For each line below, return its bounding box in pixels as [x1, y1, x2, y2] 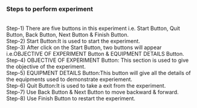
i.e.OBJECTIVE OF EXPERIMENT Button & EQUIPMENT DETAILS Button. [6, 50, 184, 58]
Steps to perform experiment [6, 5, 94, 13]
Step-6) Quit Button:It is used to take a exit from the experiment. [6, 82, 166, 89]
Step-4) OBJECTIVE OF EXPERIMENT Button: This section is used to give [6, 56, 189, 64]
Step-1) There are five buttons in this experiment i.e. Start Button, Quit [6, 25, 180, 32]
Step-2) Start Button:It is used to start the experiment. [6, 38, 140, 45]
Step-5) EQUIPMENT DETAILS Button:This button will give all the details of [6, 70, 192, 77]
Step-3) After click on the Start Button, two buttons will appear [6, 44, 162, 51]
